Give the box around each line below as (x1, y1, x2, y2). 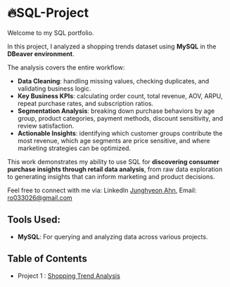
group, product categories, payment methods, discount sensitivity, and (17, 114, 224, 122)
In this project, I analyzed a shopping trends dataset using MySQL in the (7, 42, 217, 51)
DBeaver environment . (7, 49, 75, 58)
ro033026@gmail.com (7, 193, 72, 201)
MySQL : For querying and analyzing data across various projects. (17, 232, 208, 241)
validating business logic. (17, 84, 91, 93)
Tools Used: (7, 214, 61, 226)
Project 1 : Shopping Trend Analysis (17, 272, 121, 280)
